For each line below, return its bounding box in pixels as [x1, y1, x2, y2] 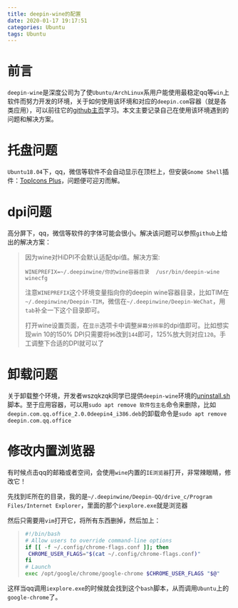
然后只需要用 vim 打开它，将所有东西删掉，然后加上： [7, 516, 161, 525]
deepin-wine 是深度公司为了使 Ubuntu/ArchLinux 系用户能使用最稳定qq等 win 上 [7, 88, 229, 97]
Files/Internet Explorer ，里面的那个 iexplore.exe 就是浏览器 [7, 500, 188, 510]
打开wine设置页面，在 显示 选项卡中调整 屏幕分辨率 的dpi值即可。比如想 [24, 321, 223, 330]
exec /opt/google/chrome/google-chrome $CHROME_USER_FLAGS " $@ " [24, 570, 220, 577]
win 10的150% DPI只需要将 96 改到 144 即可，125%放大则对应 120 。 [31, 330, 220, 339]
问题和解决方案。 [7, 115, 58, 123]
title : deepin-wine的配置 [7, 10, 81, 18]
